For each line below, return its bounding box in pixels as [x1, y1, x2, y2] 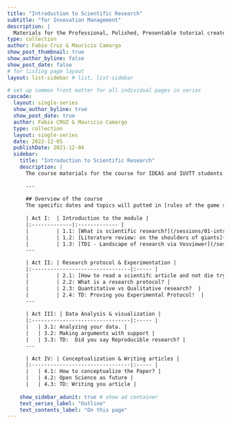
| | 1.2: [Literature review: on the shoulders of [25, 234, 198, 241]
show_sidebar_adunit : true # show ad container [19, 394, 158, 401]
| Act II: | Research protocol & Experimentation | [25, 259, 177, 266]
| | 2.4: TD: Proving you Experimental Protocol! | [25, 291, 205, 299]
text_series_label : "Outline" [19, 400, 107, 407]
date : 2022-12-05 [13, 138, 63, 145]
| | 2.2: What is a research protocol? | [25, 279, 170, 285]
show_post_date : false [7, 61, 72, 68]
